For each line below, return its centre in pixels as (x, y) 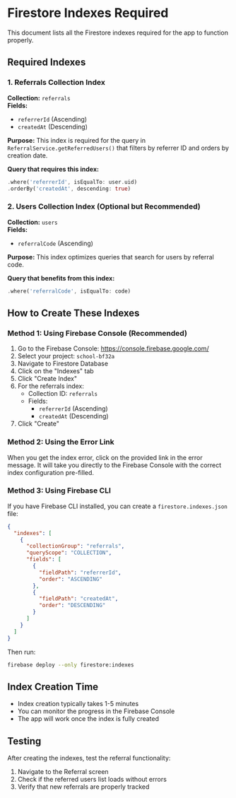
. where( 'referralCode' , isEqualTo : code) (69, 291)
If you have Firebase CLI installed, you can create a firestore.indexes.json (117, 506)
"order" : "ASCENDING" (70, 579)
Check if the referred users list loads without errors (92, 780)
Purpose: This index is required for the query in (77, 140)
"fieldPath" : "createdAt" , (78, 599)
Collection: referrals (39, 98)
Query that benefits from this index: (61, 278)
